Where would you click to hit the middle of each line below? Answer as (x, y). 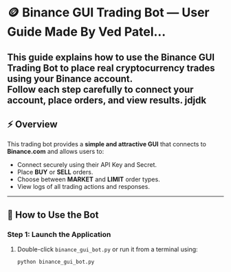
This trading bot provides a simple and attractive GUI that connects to (107, 144)
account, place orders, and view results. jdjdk (107, 100)
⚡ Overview (32, 124)
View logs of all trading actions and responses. (83, 187)
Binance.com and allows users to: (56, 152)
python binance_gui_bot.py (56, 262)
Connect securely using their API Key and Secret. (87, 165)
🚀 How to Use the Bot (53, 215)
